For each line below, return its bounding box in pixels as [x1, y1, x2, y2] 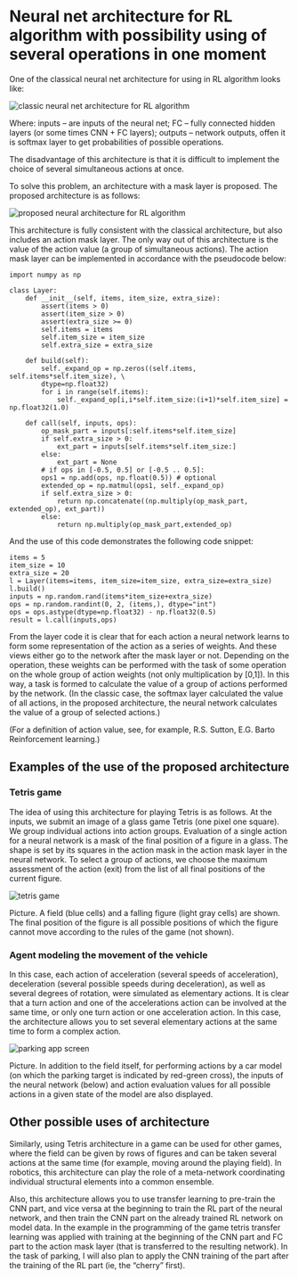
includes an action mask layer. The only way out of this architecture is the [9, 234, 278, 244]
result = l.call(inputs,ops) [9, 615, 117, 624]
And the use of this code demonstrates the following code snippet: [9, 535, 254, 546]
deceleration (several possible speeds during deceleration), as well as [9, 978, 266, 989]
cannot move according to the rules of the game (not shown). [9, 926, 234, 937]
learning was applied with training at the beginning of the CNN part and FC [9, 1231, 284, 1242]
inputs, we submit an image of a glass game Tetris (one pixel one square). [9, 816, 280, 827]
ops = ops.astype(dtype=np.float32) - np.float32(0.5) [9, 607, 217, 616]
